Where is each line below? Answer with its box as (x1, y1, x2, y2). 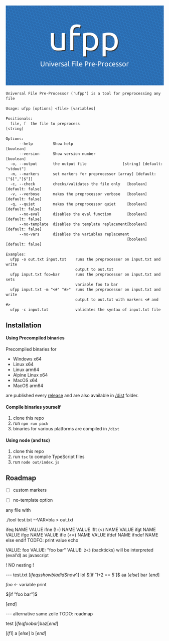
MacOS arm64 (13, 383, 44, 389)
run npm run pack (13, 420, 49, 426)
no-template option (13, 497, 53, 503)
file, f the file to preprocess (10, 121, 80, 126)
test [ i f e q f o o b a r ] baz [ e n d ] (6, 620, 59, 626)
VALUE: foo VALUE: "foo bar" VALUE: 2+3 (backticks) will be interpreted (6, 547, 153, 553)
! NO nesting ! (6, 562, 34, 568)
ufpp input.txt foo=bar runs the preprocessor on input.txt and (10, 272, 161, 277)
